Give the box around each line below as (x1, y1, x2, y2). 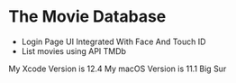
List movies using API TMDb (21, 45, 127, 56)
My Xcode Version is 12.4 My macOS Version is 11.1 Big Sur (8, 63, 227, 74)
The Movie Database (8, 6, 167, 27)
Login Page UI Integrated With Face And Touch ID (21, 36, 206, 47)
